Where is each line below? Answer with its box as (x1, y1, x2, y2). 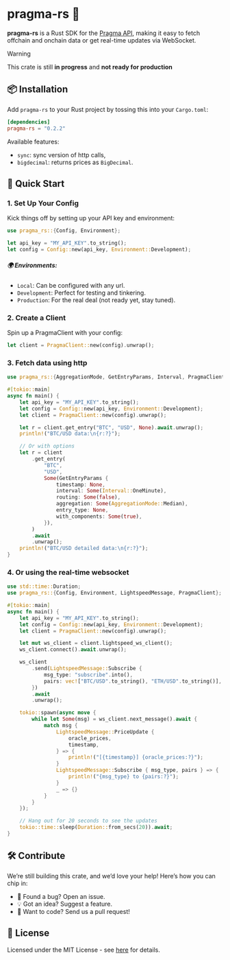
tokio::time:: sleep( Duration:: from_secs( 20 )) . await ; (19, 824, 173, 831)
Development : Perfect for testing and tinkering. (16, 288, 146, 297)
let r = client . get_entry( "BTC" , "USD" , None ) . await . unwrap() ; (19, 424, 204, 431)
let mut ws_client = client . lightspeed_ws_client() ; (19, 640, 173, 647)
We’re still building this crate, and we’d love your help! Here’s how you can (7, 871, 216, 880)
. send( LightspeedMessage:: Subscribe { (31, 665, 142, 672)
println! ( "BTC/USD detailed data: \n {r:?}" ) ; (19, 545, 149, 552)
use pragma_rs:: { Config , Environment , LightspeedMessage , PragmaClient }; (7, 590, 222, 597)
